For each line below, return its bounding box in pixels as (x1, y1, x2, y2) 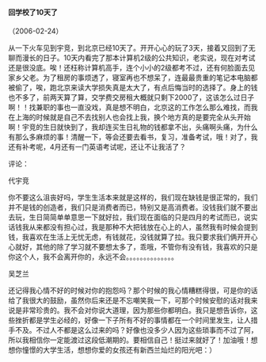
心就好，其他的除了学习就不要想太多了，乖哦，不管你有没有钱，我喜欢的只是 (8, 242, 258, 252)
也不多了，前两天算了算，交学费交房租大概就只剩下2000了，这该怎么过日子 (8, 93, 255, 102)
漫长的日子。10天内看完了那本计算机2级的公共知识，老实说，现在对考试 (21, 53, 256, 63)
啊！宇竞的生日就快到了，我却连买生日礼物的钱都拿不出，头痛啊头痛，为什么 (8, 123, 258, 132)
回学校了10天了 (8, 7, 58, 17)
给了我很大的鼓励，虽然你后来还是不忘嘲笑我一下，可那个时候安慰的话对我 (8, 295, 251, 305)
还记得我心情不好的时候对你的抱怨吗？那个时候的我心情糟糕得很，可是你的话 (8, 286, 258, 295)
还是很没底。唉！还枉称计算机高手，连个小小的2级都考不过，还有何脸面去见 (8, 63, 256, 73)
